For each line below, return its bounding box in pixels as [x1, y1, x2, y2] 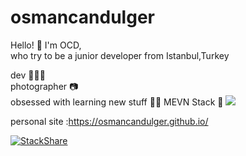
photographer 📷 [10, 80, 79, 92]
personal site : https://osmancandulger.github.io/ [10, 115, 209, 127]
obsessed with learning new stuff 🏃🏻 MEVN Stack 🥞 [10, 96, 224, 108]
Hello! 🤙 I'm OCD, [10, 39, 82, 51]
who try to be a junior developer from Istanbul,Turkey [10, 49, 230, 61]
